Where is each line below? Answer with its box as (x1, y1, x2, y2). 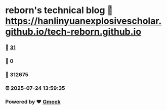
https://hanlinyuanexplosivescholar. (5, 15, 162, 27)
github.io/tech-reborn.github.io (5, 26, 142, 37)
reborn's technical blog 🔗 (5, 5, 113, 16)
